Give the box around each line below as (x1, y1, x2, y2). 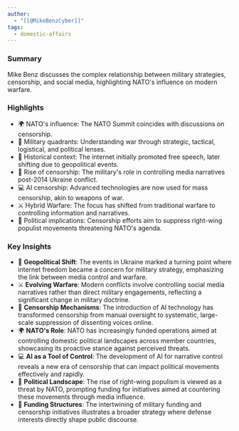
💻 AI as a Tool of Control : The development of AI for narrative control (17, 352, 223, 360)
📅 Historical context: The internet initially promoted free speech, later (17, 152, 221, 161)
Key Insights (7, 242, 52, 251)
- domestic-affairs (14, 30, 72, 38)
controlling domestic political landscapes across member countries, (17, 336, 217, 346)
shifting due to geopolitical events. (17, 160, 119, 168)
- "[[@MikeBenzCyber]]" (14, 17, 84, 24)
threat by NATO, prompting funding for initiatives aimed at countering (17, 385, 221, 394)
